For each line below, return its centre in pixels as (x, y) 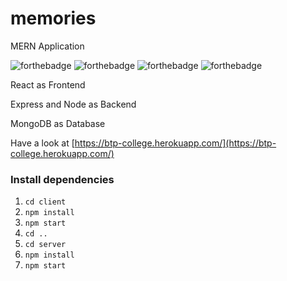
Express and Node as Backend (73, 104)
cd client (45, 202)
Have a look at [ (42, 143)
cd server (45, 245)
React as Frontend (48, 84)
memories (53, 18)
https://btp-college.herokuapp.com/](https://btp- (175, 143)
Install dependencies (62, 179)
